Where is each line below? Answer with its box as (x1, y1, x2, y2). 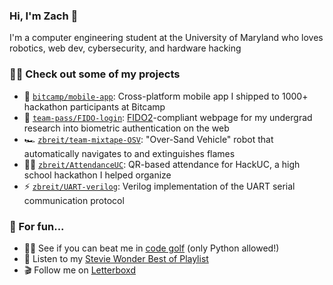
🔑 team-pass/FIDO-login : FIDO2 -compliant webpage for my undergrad (23, 111, 313, 123)
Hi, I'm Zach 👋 (9, 9, 79, 23)
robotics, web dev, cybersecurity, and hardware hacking (9, 42, 242, 54)
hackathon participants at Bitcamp (23, 100, 166, 113)
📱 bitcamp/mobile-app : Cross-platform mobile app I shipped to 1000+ (23, 90, 309, 102)
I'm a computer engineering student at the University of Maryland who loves (9, 32, 324, 44)
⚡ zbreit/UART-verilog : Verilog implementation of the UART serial (23, 180, 296, 192)
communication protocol (23, 194, 125, 206)
